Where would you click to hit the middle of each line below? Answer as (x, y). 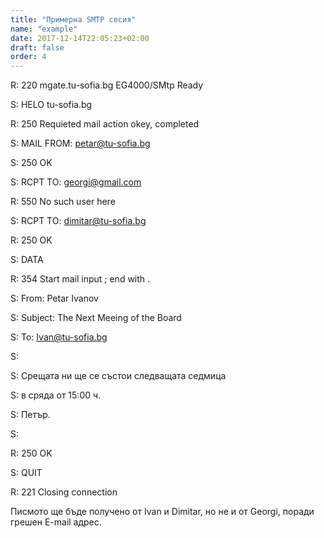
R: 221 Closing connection (64, 492)
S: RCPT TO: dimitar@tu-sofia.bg (78, 221)
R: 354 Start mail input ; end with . (80, 279)
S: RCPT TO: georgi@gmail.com (76, 182)
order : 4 (28, 57)
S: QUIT (26, 473)
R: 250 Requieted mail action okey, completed (105, 124)
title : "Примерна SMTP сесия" (73, 19)
